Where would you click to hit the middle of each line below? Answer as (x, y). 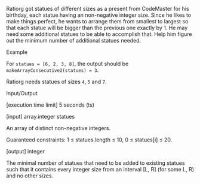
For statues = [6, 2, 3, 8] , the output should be (67, 64)
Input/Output (22, 93)
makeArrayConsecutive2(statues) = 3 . (53, 70)
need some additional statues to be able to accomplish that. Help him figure (99, 34)
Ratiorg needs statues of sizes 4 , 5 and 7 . (56, 82)
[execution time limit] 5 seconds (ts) (50, 105)
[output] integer (25, 151)
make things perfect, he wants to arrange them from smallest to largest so (97, 21)
